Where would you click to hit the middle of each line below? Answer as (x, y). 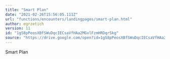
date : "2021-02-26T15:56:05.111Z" (42, 14)
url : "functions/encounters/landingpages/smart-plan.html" (69, 19)
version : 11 (18, 28)
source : (13, 38)
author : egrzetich (25, 24)
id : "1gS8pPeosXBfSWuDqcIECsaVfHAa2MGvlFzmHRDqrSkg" (62, 33)
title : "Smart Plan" (27, 10)
